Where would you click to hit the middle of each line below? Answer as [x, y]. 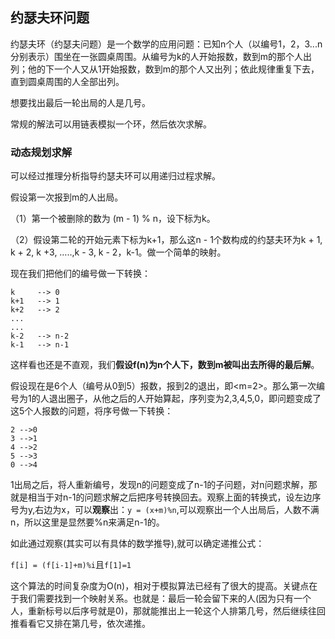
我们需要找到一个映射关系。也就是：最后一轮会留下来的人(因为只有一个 [165, 599]
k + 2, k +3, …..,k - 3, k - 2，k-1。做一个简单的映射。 [118, 252]
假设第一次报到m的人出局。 [67, 197]
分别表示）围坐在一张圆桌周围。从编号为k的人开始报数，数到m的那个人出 [161, 56]
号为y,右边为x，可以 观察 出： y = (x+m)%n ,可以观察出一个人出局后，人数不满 [165, 510]
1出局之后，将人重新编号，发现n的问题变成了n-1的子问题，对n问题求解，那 [164, 485]
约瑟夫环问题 [50, 18]
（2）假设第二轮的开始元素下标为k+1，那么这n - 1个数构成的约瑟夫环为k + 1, [166, 240]
